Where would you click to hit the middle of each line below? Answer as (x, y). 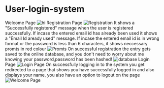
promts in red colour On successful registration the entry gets (78, 49)
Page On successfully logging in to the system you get (75, 64)
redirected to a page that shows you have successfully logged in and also (80, 69)
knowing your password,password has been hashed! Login (77, 59)
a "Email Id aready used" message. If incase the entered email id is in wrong (82, 38)
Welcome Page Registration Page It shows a (70, 23)
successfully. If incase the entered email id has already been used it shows (81, 33)
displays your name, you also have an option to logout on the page (73, 75)
